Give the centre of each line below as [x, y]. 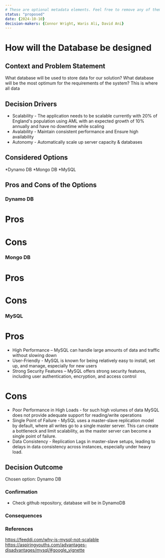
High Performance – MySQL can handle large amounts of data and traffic [86, 350]
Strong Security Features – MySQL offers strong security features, [79, 371]
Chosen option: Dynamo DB [33, 479]
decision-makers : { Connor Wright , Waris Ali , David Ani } [65, 23]
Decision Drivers [31, 104]
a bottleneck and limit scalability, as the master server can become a [82, 431]
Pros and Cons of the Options [51, 185]
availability [23, 137]
